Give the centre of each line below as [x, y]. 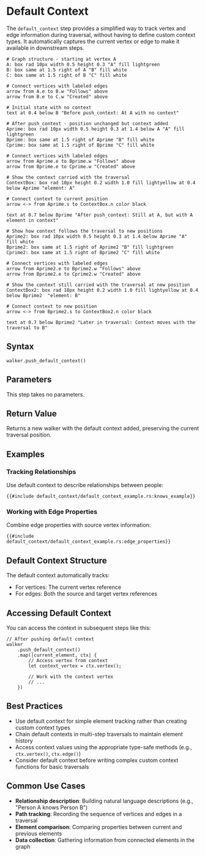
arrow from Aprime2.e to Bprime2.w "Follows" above [73, 268]
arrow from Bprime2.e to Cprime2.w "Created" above [73, 274]
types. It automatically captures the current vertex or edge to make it [93, 41]
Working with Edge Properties [52, 512]
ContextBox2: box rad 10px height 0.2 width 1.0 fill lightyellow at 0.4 [102, 290]
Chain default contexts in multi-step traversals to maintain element [99, 734]
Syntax [20, 347]
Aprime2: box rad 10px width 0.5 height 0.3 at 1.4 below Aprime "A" [97, 236]
